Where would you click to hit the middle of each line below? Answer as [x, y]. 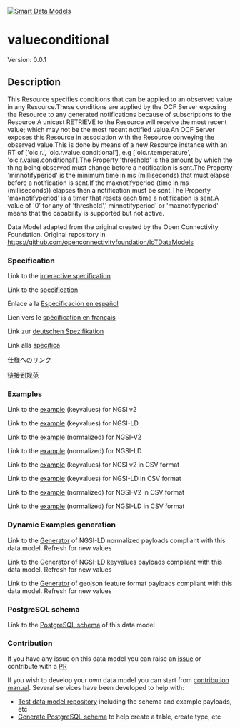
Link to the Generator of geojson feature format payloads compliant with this [120, 583]
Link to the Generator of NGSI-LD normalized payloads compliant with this [116, 540]
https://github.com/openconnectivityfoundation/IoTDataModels [101, 242]
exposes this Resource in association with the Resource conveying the [111, 137]
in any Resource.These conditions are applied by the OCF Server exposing [117, 106]
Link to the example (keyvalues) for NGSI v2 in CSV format [94, 465]
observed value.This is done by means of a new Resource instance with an [117, 145]
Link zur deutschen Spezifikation [56, 331]
